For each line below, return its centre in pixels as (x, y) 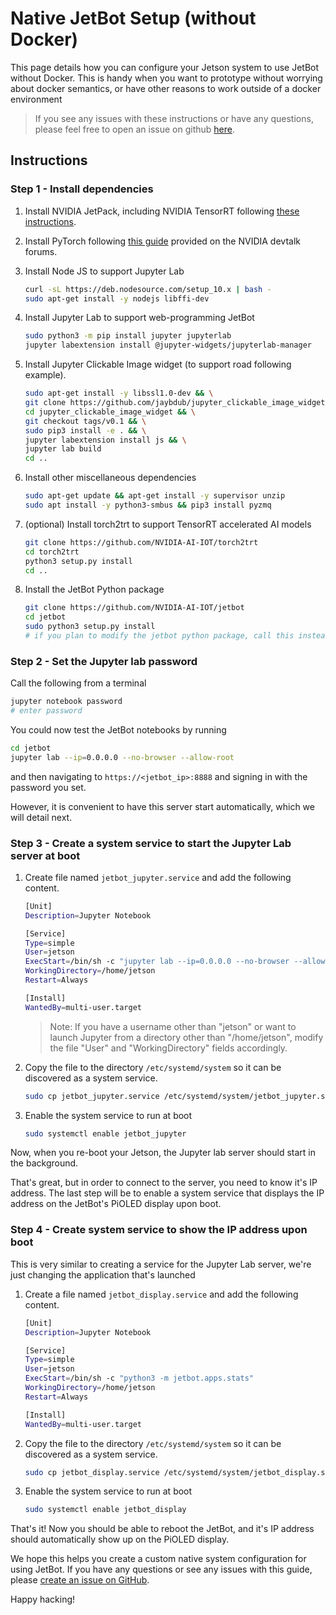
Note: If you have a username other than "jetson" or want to (173, 1026)
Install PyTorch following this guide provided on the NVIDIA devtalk (162, 241)
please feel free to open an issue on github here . (134, 129)
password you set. (48, 787)
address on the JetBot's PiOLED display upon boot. (116, 1204)
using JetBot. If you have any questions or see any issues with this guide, (161, 1569)
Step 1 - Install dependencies (82, 189)
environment (36, 99)
